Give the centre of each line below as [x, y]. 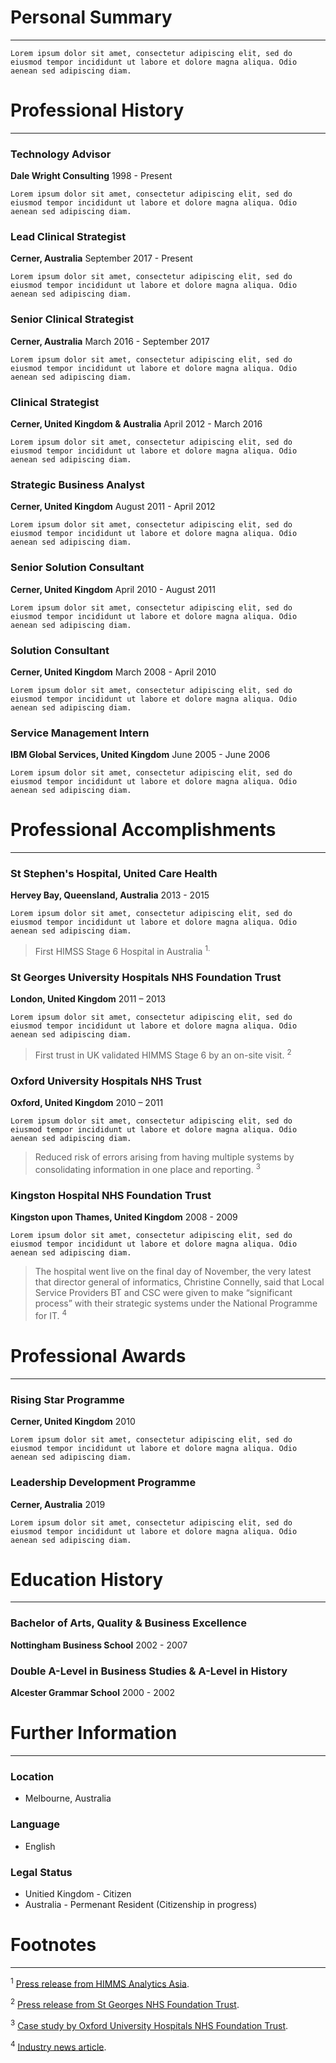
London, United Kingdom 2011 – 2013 [88, 999]
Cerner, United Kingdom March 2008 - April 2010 [113, 672]
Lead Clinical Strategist [68, 237]
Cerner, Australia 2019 [58, 1504]
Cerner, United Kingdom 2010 [73, 1422]
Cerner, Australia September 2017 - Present [101, 258]
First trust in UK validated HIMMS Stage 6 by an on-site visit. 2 [163, 1054]
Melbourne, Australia [68, 1798]
